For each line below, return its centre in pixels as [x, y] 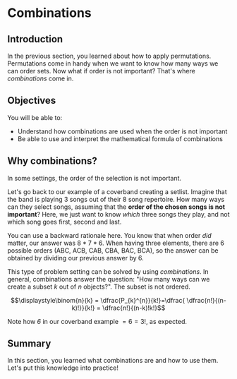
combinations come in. [41, 78]
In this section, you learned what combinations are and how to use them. [113, 361]
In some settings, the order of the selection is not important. [95, 178]
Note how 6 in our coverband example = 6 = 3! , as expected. [97, 321]
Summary [29, 344]
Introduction [35, 39]
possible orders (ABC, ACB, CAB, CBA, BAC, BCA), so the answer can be [113, 250]
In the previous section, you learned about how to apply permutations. [109, 56]
